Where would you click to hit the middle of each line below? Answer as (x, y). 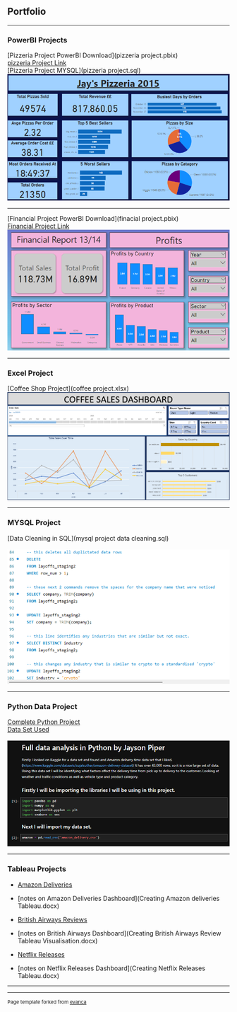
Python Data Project (42, 707)
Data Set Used (28, 730)
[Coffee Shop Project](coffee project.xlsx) (68, 389)
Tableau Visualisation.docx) (57, 941)
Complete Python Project (44, 722)
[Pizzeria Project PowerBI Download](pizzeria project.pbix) (93, 55)
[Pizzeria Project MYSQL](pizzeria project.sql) (74, 71)
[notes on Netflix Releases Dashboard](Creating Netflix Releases (111, 968)
